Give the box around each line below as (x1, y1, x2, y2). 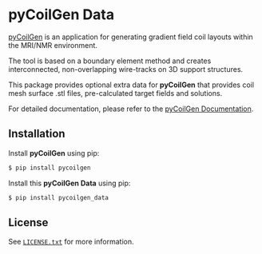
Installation (8, 127, 65, 141)
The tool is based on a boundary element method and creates (8, 56, 212, 65)
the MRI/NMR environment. (8, 40, 98, 50)
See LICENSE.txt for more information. (8, 237, 134, 247)
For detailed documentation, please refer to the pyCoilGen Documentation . (8, 104, 254, 113)
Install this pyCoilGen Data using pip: (8, 178, 131, 188)
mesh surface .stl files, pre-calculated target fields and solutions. (8, 88, 223, 97)
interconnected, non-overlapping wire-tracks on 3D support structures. (8, 64, 244, 73)
